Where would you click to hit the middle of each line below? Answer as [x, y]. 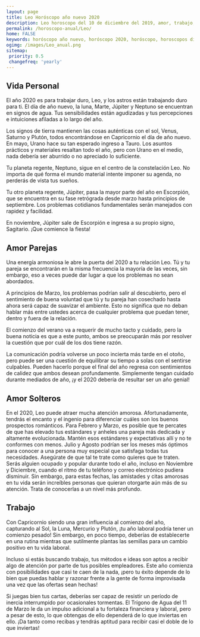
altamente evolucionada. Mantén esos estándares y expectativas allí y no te [99, 438]
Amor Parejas [32, 248]
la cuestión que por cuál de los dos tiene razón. [65, 343]
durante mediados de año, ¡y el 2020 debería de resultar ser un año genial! [98, 379]
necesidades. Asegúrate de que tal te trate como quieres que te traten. [93, 457]
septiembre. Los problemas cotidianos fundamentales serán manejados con [99, 205]
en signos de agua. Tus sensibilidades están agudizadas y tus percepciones [99, 113]
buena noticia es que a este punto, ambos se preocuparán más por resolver [99, 336]
